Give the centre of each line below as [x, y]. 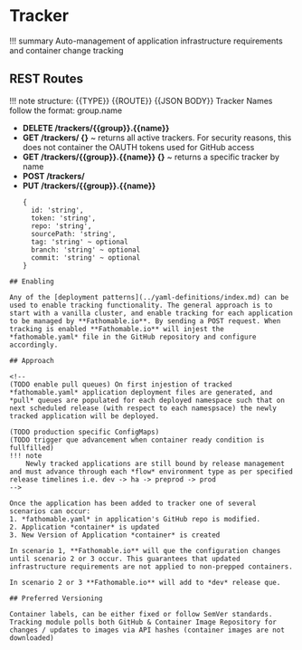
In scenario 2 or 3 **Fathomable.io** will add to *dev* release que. [145, 582]
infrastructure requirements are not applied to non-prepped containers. [151, 567]
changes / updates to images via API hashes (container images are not [147, 630]
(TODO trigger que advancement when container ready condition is [137, 440]
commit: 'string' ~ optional [86, 258]
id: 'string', [57, 210]
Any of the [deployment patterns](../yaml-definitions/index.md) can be [149, 297]
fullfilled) [32, 448]
